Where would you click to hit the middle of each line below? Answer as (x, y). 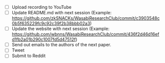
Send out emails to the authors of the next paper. (61, 45)
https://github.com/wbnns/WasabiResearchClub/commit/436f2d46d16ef (85, 34)
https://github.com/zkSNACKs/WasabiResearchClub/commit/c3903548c (86, 18)
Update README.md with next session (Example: (62, 13)
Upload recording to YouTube (42, 7)
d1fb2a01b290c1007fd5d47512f (44, 39)
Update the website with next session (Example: (60, 29)
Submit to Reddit (29, 56)
